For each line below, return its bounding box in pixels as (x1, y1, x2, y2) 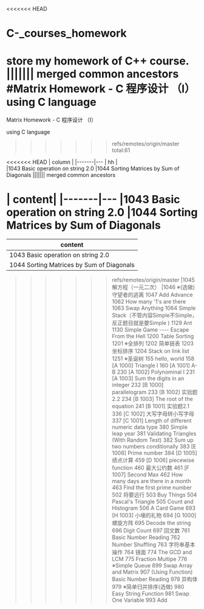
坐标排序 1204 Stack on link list (112, 347, 189, 355)
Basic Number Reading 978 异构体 (112, 576, 198, 583)
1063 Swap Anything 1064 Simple (112, 304, 196, 312)
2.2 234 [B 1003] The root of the (112, 395, 193, 403)
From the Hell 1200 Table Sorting (112, 333, 194, 340)
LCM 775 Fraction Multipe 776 (112, 555, 188, 563)
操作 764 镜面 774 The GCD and (112, 549, 192, 556)
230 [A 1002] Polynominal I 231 (117, 368, 195, 376)
